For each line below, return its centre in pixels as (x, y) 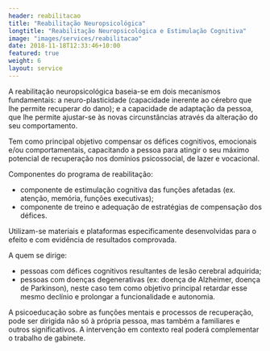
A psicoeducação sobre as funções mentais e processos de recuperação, (131, 312)
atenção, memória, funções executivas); (87, 198)
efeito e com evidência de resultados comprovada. (93, 240)
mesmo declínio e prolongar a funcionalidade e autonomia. (118, 296)
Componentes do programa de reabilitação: (81, 173)
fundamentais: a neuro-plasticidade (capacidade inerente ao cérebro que (130, 100)
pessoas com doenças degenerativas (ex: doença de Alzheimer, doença (140, 279)
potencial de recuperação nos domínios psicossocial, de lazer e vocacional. (134, 158)
